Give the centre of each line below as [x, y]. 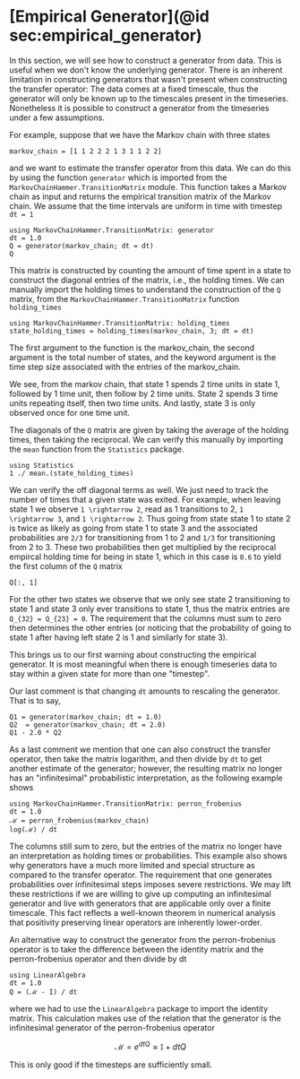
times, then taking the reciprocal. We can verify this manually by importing [146, 439]
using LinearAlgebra [48, 975]
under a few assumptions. [57, 117]
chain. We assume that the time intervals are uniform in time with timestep [146, 206]
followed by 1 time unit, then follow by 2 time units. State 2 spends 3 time [144, 393]
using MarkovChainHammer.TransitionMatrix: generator [112, 230]
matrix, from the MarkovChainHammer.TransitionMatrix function [124, 298]
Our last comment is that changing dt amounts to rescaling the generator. [145, 691]
